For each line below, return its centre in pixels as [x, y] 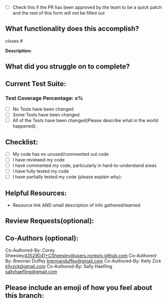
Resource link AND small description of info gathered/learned [76, 205]
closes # [14, 41]
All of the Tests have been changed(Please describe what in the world [85, 120]
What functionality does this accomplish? [72, 29]
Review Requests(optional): [50, 221]
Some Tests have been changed [46, 115]
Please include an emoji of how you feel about [79, 288]
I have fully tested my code [41, 171]
